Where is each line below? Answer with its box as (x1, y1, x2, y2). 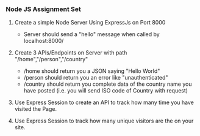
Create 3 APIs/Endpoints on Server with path (14, 49, 127, 56)
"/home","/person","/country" (14, 56, 88, 63)
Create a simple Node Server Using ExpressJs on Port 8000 (14, 19, 166, 26)
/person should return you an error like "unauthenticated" (23, 74, 168, 81)
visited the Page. (14, 105, 57, 113)
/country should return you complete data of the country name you (23, 80, 192, 88)
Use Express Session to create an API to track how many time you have (14, 99, 195, 106)
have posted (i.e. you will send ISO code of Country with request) (23, 87, 188, 94)
